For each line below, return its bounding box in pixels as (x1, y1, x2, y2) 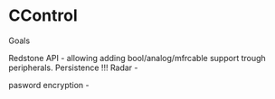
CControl (8, 5, 78, 26)
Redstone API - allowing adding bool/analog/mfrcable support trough (8, 52, 266, 63)
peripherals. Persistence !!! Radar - (8, 62, 138, 73)
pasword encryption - (8, 79, 90, 90)
